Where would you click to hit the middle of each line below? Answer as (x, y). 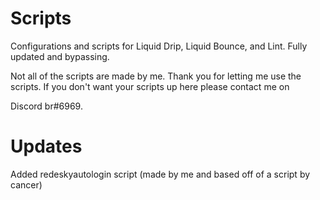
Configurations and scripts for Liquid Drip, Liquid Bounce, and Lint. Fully (159, 46)
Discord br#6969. (46, 106)
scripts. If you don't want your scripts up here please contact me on (150, 86)
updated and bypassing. (60, 56)
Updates (46, 146)
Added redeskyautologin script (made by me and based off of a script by (160, 174)
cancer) (26, 184)
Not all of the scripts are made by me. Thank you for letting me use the (156, 76)
